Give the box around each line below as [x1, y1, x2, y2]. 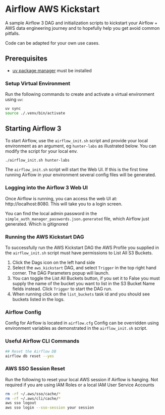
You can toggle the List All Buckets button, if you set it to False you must [12, 275, 160, 281]
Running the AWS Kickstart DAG [5, 233, 84, 240]
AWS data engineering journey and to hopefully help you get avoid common [5, 25, 160, 31]
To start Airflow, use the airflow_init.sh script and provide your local [5, 137, 148, 143]
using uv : [5, 97, 24, 103]
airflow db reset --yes [5, 354, 55, 358]
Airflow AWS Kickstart [5, 3, 100, 15]
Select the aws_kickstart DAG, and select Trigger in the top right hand [12, 265, 157, 271]
